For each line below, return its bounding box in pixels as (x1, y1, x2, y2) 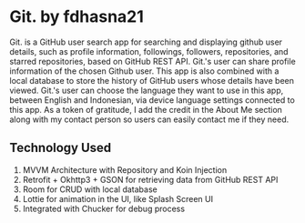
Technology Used (9, 140, 112, 156)
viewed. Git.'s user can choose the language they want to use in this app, (9, 85, 284, 96)
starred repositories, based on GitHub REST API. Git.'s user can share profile (9, 56, 296, 66)
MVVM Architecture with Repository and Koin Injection (22, 164, 228, 175)
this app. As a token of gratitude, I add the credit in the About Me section (9, 104, 282, 115)
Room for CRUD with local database (22, 184, 158, 195)
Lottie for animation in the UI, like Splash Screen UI (22, 193, 214, 204)
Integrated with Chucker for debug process (22, 203, 185, 214)
